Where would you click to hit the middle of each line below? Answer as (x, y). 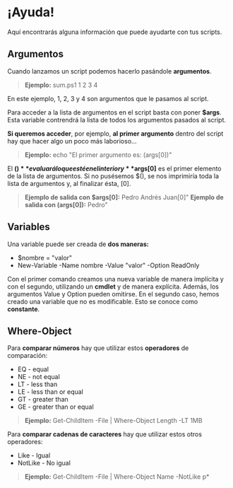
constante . (24, 309)
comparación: (28, 356)
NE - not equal (38, 377)
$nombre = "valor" (45, 257)
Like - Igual (34, 455)
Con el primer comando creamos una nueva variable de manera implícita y (115, 279)
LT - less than (37, 384)
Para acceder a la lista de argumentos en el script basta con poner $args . (114, 112)
